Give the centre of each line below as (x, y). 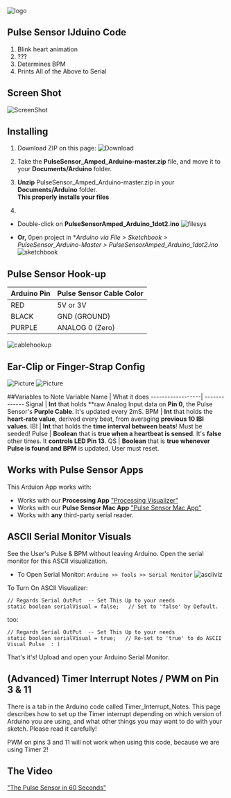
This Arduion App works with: (50, 487)
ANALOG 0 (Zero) (86, 328)
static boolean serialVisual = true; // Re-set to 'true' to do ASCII (114, 638)
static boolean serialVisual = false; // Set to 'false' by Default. (113, 607)
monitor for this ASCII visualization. (57, 561)
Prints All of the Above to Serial (62, 71)
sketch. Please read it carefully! (52, 729)
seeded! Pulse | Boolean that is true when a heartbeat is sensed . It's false (114, 434)
